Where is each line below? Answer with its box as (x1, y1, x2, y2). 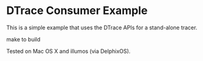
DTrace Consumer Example (6, 4, 148, 18)
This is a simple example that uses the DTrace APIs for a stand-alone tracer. (6, 24, 197, 31)
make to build (6, 35, 41, 43)
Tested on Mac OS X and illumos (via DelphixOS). (6, 47, 131, 55)
